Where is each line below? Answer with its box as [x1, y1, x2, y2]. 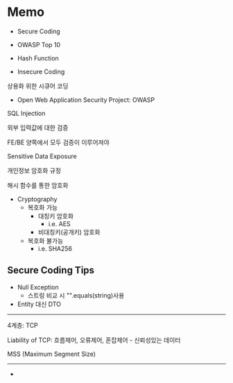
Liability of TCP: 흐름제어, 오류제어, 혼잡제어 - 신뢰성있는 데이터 [7, 336, 181, 344]
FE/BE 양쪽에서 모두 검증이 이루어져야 [7, 138, 110, 146]
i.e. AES [48, 219, 71, 228]
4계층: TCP [7, 321, 38, 330]
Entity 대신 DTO [17, 300, 61, 308]
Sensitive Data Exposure [7, 152, 78, 160]
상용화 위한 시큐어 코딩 [7, 81, 69, 90]
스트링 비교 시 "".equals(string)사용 [27, 291, 125, 299]
